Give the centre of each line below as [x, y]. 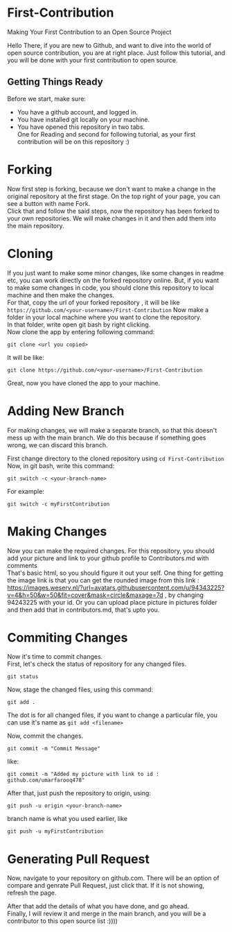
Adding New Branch [66, 411]
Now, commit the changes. [45, 736]
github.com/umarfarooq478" [46, 780]
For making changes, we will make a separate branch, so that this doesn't [112, 430]
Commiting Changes [68, 638]
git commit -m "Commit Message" [54, 749]
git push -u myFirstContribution [55, 831]
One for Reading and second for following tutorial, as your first [106, 134]
